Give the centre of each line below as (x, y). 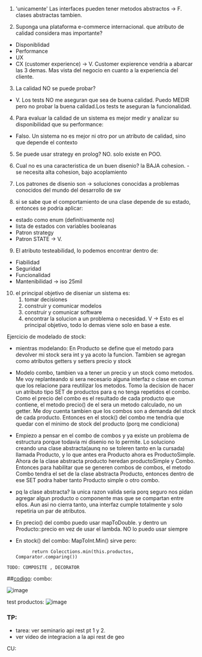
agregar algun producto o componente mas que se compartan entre (100, 498)
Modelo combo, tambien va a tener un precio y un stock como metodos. (105, 373)
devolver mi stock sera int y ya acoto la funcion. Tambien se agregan (100, 355)
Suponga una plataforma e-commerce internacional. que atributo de (100, 27)
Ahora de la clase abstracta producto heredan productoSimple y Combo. (105, 461)
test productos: (25, 602)
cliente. (25, 77)
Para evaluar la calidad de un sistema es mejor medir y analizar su (97, 118)
